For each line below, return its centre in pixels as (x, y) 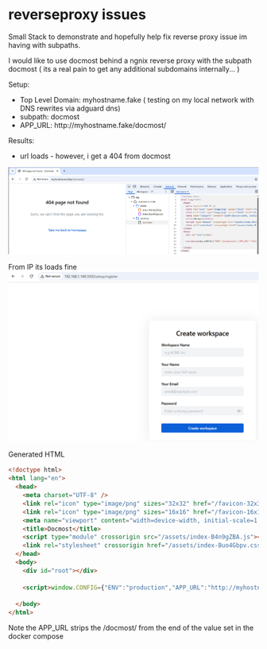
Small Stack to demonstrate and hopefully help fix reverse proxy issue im (128, 37)
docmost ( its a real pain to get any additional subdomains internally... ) (124, 68)
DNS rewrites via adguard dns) (70, 108)
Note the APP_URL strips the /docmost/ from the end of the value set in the (131, 628)
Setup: (19, 84)
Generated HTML (37, 454)
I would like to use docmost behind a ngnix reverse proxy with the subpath (130, 60)
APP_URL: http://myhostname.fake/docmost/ (93, 125)
